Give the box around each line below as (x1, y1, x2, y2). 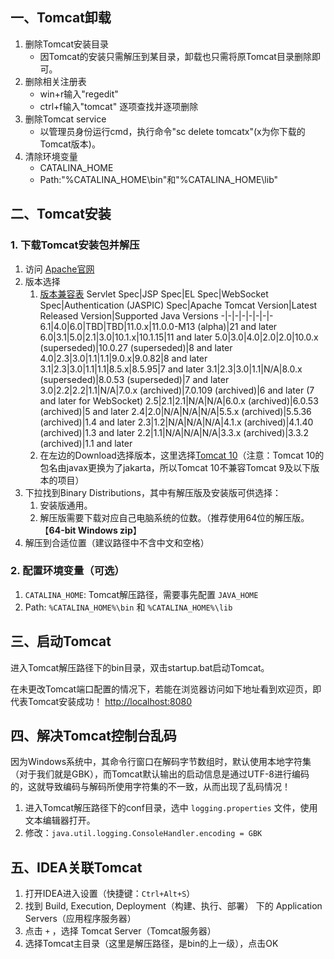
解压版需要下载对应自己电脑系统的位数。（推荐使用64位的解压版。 (39, 511, 310, 523)
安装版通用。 (39, 499, 93, 511)
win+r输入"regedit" (39, 88, 119, 100)
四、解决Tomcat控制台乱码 (10, 728, 177, 744)
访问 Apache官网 (24, 263, 95, 275)
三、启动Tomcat (10, 633, 112, 650)
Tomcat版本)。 (39, 138, 101, 150)
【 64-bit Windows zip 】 (39, 524, 142, 536)
